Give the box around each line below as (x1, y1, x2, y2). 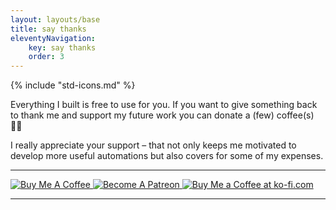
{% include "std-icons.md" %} (10, 79, 136, 91)
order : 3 (28, 52, 65, 62)
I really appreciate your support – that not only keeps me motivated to (10, 139, 297, 151)
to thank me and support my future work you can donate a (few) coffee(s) (10, 109, 315, 121)
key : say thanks (28, 42, 97, 53)
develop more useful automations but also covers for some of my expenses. (10, 150, 324, 162)
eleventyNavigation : (10, 33, 97, 43)
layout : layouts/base (10, 14, 101, 25)
